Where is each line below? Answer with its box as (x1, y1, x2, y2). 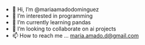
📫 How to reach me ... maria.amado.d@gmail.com (12, 32, 139, 39)
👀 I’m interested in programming (12, 12, 93, 19)
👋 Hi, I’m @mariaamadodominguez (12, 6, 99, 13)
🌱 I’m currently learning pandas (12, 19, 91, 26)
